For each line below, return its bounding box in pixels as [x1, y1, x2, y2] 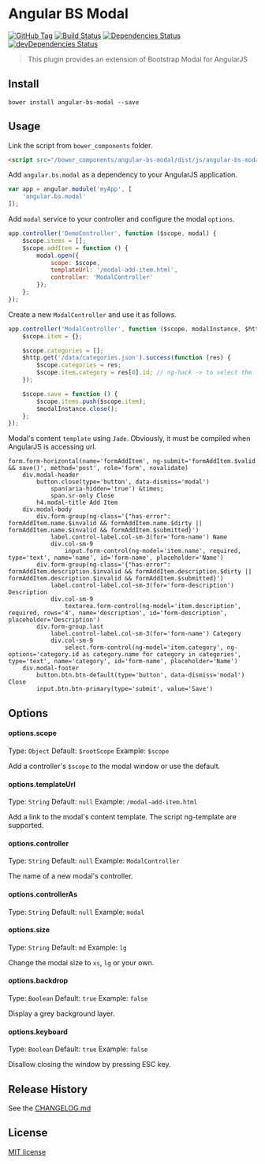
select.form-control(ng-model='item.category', [64, 644, 224, 651]
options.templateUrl [8, 779, 77, 789]
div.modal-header [22, 471, 80, 479]
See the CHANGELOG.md [8, 1103, 91, 1113]
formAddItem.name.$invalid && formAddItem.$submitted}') [8, 526, 200, 535]
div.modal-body [22, 506, 73, 513]
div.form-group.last [36, 623, 104, 631]
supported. [8, 821, 44, 830]
